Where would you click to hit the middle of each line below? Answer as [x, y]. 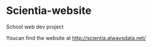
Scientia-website [49, 11]
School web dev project [35, 27]
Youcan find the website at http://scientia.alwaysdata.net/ [76, 38]
